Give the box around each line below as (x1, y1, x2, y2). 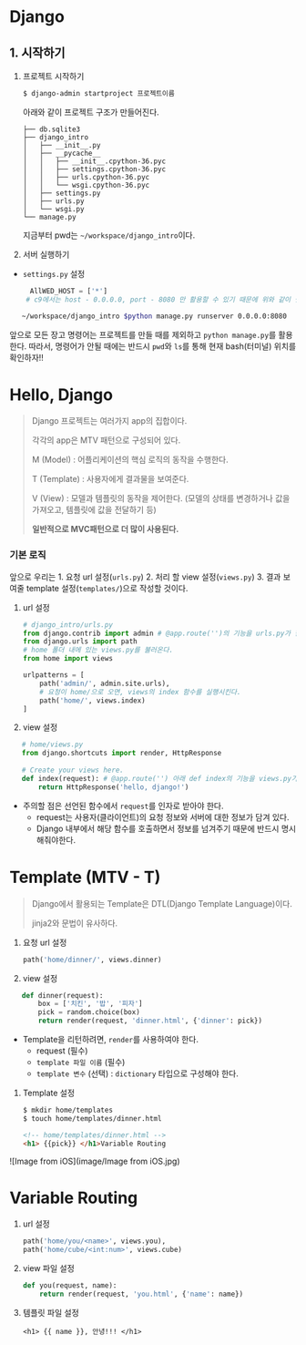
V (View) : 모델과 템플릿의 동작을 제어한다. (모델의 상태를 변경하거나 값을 (31, 493, 291, 504)
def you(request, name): (22, 1281, 117, 1290)
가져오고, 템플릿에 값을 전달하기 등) (31, 504, 157, 516)
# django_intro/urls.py (22, 620, 114, 630)
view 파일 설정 (22, 1263, 75, 1274)
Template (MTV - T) (9, 867, 161, 888)
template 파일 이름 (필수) (36, 1057, 126, 1068)
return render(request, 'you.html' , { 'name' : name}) (39, 1289, 244, 1299)
